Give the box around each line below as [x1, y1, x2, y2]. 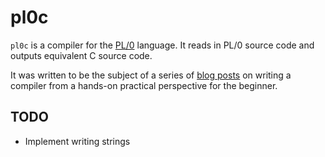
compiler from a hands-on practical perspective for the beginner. [10, 79, 278, 91]
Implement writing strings [24, 135, 131, 147]
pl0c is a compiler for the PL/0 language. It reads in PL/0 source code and [10, 39, 315, 51]
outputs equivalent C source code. [10, 49, 153, 61]
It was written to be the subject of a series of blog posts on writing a [10, 69, 292, 81]
